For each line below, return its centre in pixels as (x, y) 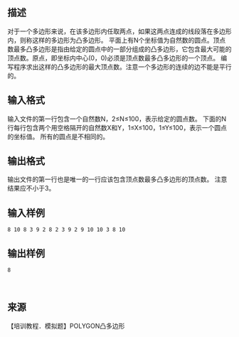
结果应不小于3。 (31, 188)
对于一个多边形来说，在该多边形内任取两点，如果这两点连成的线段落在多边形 (119, 31)
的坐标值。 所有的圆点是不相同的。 (58, 137)
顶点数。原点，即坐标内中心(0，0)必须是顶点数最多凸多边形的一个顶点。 (113, 58)
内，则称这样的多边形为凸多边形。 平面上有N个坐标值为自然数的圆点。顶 (113, 40)
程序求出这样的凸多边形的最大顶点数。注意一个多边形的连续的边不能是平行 (122, 67)
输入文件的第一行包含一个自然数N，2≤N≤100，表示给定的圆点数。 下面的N (117, 119)
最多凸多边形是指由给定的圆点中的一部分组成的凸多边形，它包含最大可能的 (122, 49)
